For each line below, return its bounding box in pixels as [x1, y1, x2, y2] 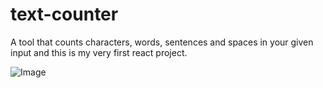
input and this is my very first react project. [10, 46, 188, 58]
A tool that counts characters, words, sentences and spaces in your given [10, 36, 314, 48]
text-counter [10, 3, 119, 26]
